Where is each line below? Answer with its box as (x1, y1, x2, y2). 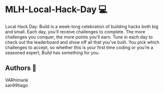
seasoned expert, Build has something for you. (5, 50, 100, 56)
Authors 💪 (5, 64, 37, 72)
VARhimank (5, 77, 29, 83)
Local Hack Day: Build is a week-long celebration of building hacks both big (5, 23, 159, 30)
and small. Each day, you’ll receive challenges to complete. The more (5, 29, 145, 34)
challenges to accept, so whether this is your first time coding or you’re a (5, 44, 154, 50)
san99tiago (5, 82, 28, 88)
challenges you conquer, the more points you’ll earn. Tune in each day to (5, 34, 153, 40)
